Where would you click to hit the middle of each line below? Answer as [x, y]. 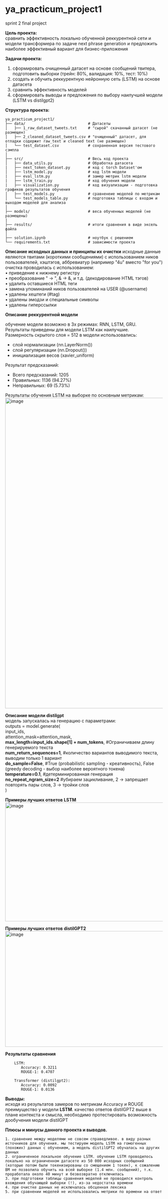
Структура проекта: [27, 110]
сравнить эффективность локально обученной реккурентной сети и [78, 38]
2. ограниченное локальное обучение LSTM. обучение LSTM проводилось [79, 1156]
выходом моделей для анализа [35, 203]
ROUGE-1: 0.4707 [38, 1072]
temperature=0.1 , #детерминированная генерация [59, 774]
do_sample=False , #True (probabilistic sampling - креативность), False [80, 763]
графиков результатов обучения [38, 189]
